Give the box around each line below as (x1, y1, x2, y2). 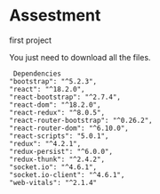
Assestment (9, 5, 101, 26)
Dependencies (12, 69, 62, 78)
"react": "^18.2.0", (9, 85, 86, 93)
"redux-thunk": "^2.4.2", (9, 155, 105, 164)
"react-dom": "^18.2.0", (9, 100, 101, 109)
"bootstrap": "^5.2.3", (9, 77, 98, 85)
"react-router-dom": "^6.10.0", (9, 124, 129, 133)
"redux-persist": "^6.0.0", (9, 147, 114, 156)
